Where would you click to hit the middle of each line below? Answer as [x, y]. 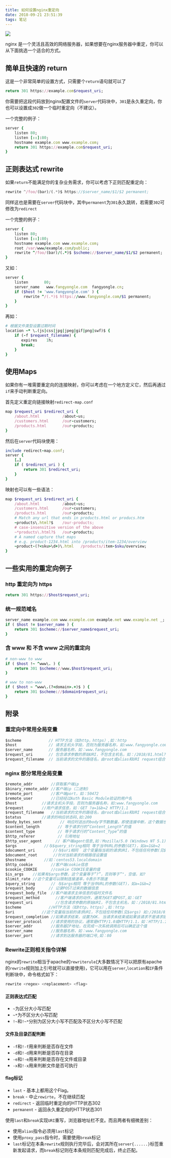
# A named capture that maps [45, 537]
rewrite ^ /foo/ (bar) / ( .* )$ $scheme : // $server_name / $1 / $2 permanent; [89, 253]
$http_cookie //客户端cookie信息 [47, 865]
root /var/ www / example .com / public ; [52, 248]
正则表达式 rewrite [34, 169]
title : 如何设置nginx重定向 [32, 10]
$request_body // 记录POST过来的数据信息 [52, 888]
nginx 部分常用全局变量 [34, 773]
